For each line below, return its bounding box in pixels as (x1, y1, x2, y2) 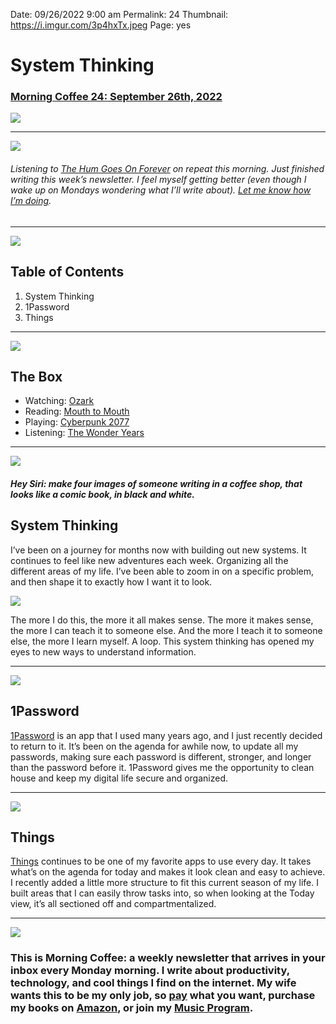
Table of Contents (10, 264, 125, 281)
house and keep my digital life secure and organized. (10, 772, 229, 784)
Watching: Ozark (24, 395, 95, 407)
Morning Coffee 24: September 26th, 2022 (10, 90, 223, 104)
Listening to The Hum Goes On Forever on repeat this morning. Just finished (10, 163, 325, 175)
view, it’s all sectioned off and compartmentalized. (10, 898, 217, 910)
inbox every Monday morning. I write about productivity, (10, 964, 290, 978)
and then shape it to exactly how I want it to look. (10, 575, 213, 588)
